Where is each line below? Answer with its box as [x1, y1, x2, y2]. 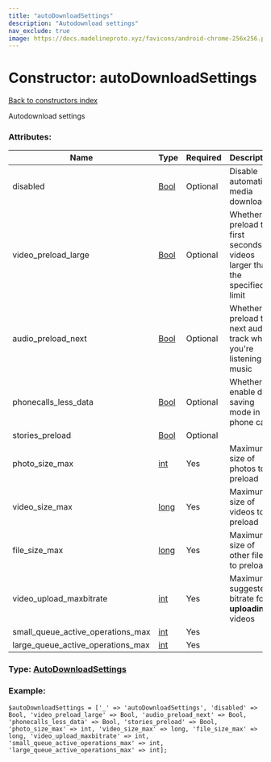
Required [186, 152, 222, 164]
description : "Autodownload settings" [8, 19, 139, 27]
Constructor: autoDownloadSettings [8, 69, 257, 87]
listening [229, 353, 262, 364]
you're [229, 344, 254, 355]
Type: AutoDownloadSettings [8, 664, 127, 675]
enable [229, 386, 256, 398]
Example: [8, 685, 46, 697]
